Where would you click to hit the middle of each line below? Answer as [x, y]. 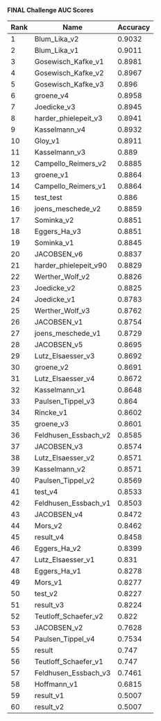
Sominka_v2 [54, 220]
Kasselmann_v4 [60, 130]
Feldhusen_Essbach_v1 [73, 503]
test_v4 [46, 492]
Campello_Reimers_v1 [70, 186]
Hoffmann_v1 [56, 684]
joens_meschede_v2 [68, 209]
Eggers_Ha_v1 [58, 571]
